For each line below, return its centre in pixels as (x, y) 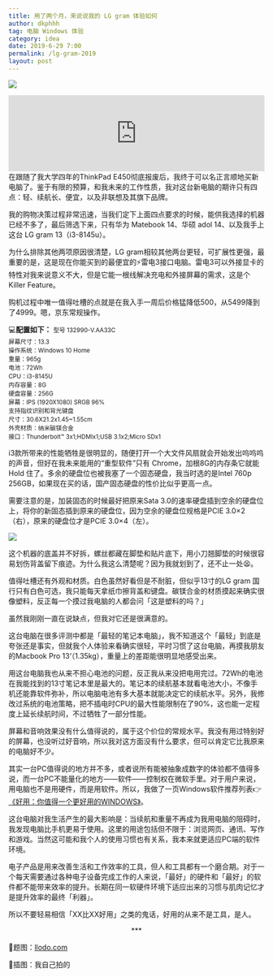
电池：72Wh (26, 367)
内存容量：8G (28, 385)
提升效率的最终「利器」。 (56, 897)
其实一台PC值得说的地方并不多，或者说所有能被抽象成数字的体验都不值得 (131, 768)
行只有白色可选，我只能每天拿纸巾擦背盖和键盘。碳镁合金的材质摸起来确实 (133, 590)
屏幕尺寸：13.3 (29, 342)
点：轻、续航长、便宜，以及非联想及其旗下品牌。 (90, 197)
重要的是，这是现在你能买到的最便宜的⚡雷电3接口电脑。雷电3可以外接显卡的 (136, 262)
